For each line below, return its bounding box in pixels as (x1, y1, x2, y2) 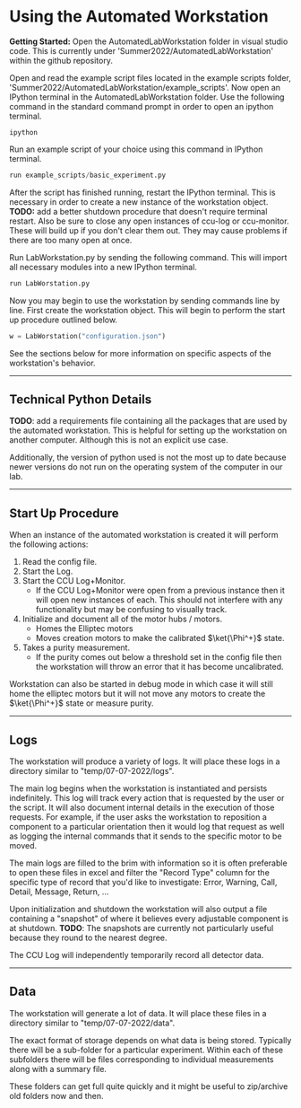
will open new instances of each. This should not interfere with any (35, 594, 284, 605)
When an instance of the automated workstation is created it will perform (9, 530, 279, 541)
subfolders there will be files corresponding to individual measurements (9, 1053, 274, 1065)
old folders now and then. (9, 1090, 104, 1101)
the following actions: (9, 539, 89, 550)
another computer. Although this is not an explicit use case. (9, 435, 228, 445)
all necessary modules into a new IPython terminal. (9, 261, 197, 272)
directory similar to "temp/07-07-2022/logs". (9, 766, 175, 776)
